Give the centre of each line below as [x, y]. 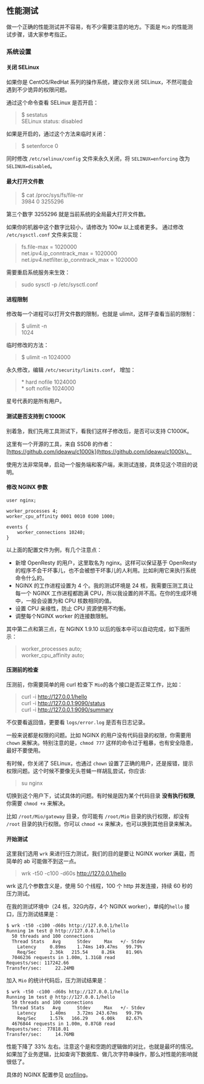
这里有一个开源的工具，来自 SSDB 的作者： [60, 444]
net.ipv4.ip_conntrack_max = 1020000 [69, 253]
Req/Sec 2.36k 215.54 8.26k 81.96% [80, 952]
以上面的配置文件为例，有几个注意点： [54, 549]
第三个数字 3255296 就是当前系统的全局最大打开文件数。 [78, 214]
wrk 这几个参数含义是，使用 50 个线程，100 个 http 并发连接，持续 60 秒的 [100, 886]
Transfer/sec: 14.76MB [40, 1035]
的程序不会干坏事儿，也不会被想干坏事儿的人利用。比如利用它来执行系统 [105, 570]
